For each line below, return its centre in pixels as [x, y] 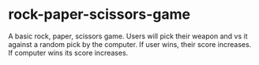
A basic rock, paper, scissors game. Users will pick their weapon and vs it [128, 36]
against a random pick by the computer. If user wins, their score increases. [130, 44]
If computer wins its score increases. [68, 52]
